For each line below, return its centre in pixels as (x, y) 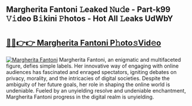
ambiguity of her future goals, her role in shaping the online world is (88, 84)
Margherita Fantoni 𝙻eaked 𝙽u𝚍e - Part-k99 (88, 10)
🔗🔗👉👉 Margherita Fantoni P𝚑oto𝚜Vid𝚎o (84, 43)
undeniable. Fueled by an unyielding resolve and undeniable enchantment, (96, 91)
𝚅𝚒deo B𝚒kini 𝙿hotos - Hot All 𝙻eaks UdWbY (90, 19)
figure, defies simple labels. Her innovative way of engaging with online (92, 66)
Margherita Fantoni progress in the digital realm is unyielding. (80, 97)
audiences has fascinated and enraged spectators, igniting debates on (92, 72)
